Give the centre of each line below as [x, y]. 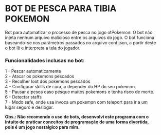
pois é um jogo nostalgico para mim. [43, 127]
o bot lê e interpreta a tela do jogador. [43, 48]
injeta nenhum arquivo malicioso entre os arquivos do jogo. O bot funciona [80, 38]
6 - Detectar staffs [24, 97]
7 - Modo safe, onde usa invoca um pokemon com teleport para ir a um [76, 102]
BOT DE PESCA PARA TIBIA [61, 9]
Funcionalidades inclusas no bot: [45, 60]
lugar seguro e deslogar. [29, 107]
